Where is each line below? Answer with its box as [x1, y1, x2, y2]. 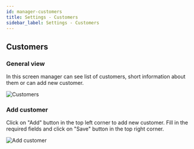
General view [6, 59, 45, 68]
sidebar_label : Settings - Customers [6, 20, 100, 26]
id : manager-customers [6, 8, 62, 15]
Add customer [6, 105, 49, 113]
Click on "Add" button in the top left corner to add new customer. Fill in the [6, 119, 189, 126]
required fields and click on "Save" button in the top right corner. [6, 125, 164, 132]
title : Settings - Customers [6, 14, 78, 20]
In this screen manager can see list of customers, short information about [6, 73, 186, 80]
